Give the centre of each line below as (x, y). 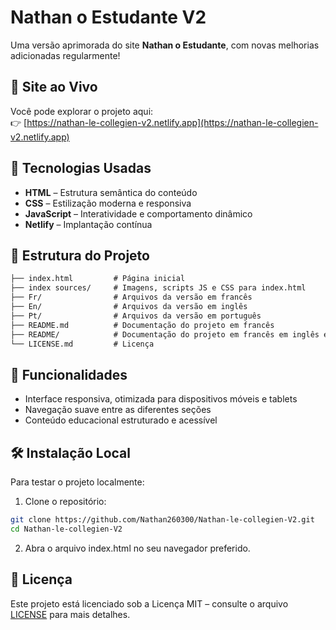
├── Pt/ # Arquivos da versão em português (136, 316)
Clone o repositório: (65, 501)
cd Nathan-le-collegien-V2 (66, 529)
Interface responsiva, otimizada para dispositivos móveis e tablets (161, 399)
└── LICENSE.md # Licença (82, 344)
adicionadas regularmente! (65, 55)
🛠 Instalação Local (70, 452)
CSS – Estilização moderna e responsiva (108, 203)
